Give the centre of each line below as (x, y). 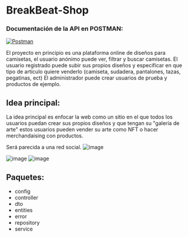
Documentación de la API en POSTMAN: (65, 29)
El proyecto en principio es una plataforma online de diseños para (86, 53)
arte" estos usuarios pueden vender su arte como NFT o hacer (82, 130)
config (22, 192)
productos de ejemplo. (34, 84)
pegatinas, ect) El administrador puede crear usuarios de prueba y (87, 78)
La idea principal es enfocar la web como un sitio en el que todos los (89, 117)
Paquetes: (25, 177)
